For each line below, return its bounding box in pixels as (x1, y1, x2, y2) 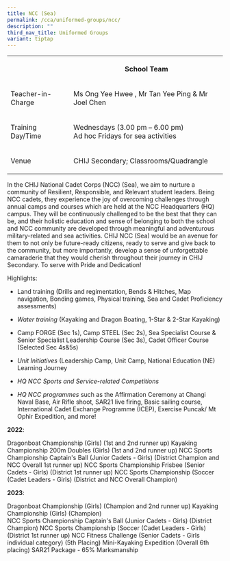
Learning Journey (16, 364, 68, 372)
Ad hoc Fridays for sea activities (73, 131, 177, 141)
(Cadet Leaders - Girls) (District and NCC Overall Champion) (7, 475, 178, 484)
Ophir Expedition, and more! (16, 413, 97, 421)
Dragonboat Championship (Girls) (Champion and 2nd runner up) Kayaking (7, 502, 219, 510)
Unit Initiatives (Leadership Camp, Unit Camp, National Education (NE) (16, 356, 216, 365)
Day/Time (10, 131, 42, 141)
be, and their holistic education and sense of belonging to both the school (7, 217, 216, 225)
